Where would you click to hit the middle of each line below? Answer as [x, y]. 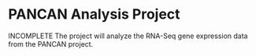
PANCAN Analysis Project [94, 14]
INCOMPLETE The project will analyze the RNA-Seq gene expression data [128, 36]
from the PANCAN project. [51, 44]
